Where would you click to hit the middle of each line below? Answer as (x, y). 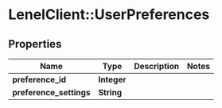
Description (157, 66)
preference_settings (51, 93)
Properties (35, 44)
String (110, 93)
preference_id (39, 79)
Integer (112, 79)
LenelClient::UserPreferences (109, 15)
